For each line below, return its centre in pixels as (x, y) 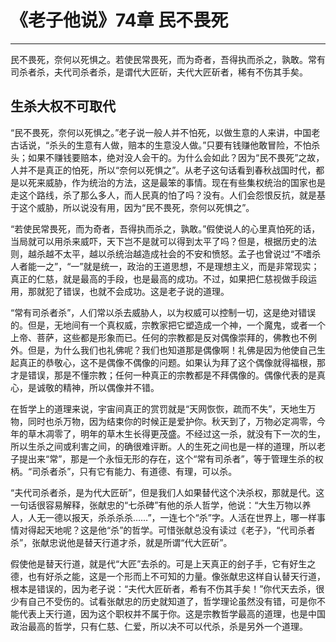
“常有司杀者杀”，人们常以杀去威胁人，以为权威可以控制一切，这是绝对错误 (163, 312)
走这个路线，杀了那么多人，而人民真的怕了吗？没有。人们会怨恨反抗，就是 (163, 195)
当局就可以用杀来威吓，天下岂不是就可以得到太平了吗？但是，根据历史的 (159, 241)
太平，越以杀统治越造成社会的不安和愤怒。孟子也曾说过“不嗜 (187, 253)
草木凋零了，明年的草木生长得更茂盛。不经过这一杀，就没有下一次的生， (176, 433)
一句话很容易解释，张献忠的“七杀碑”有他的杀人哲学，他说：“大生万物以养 (161, 505)
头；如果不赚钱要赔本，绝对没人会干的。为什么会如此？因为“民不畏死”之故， (167, 157)
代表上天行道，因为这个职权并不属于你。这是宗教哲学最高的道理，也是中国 (172, 613)
